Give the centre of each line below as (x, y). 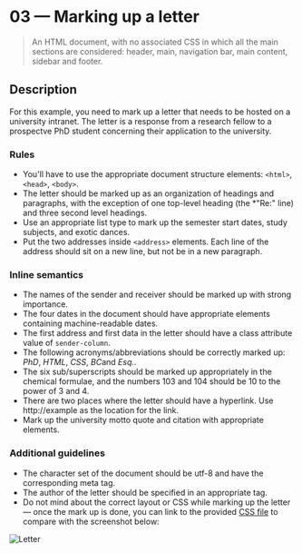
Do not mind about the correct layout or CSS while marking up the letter (156, 502)
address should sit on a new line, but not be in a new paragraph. (142, 252)
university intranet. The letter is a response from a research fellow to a (141, 121)
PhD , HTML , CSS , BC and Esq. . (79, 362)
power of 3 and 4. (56, 391)
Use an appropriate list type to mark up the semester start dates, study (155, 222)
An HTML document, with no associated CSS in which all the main (155, 42)
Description (43, 89)
